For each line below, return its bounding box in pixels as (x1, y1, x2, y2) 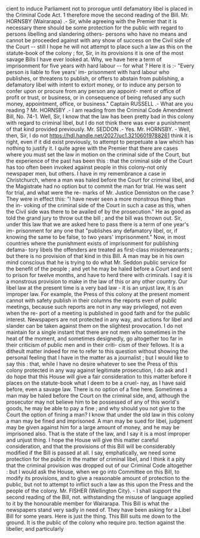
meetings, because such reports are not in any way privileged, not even (6, 303, 183, 310)
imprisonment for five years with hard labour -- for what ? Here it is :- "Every (6, 62, 195, 69)
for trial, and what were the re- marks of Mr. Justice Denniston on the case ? (6, 189, 194, 196)
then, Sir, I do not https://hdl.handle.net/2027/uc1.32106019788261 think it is (6, 132, 193, 139)
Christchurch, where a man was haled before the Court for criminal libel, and (6, 176, 195, 183)
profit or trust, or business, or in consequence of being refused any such (6, 94, 185, 101)
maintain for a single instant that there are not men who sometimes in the (6, 328, 186, 336)
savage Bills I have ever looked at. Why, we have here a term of (6, 56, 162, 63)
